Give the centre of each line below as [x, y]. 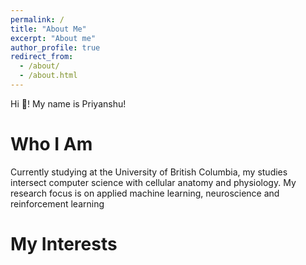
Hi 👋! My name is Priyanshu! [68, 103]
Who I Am [51, 144]
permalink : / [37, 19]
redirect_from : [42, 57]
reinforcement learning [57, 203]
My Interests [64, 244]
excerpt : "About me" [53, 38]
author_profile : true [55, 47]
